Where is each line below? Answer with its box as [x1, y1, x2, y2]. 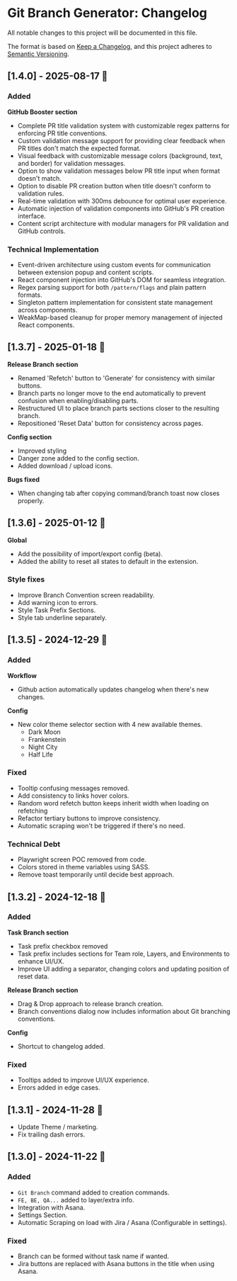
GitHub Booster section [7, 108, 78, 116]
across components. [17, 305, 78, 314]
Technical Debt [7, 839, 61, 849]
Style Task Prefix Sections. [17, 606, 96, 614]
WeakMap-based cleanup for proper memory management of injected [17, 313, 223, 322]
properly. [17, 496, 45, 504]
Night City [28, 743, 58, 751]
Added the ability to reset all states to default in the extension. [17, 557, 199, 565]
